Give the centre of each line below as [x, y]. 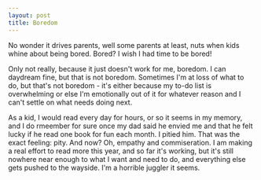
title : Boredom [33, 23]
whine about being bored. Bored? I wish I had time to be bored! [110, 53]
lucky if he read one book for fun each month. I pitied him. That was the [124, 134]
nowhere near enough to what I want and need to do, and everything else [127, 159]
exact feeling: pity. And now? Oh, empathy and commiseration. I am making [130, 142]
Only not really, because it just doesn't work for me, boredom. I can [117, 68]
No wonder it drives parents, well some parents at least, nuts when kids [124, 45]
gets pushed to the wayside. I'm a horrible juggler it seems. [104, 167]
